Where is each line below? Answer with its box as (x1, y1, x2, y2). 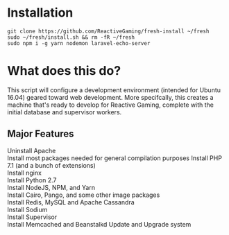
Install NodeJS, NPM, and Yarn (7, 183, 96, 191)
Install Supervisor (7, 213, 58, 221)
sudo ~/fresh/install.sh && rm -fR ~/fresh (7, 33, 135, 41)
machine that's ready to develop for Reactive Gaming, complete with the (7, 101, 214, 109)
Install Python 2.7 (7, 175, 57, 184)
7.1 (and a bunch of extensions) (7, 161, 96, 169)
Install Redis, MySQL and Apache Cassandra (7, 198, 135, 206)
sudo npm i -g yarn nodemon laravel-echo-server (7, 40, 151, 46)
